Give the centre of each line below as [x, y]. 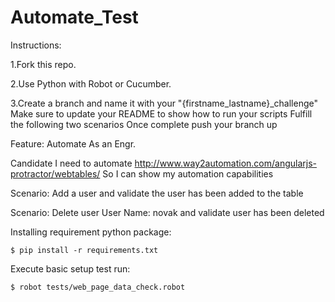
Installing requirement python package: [91, 232]
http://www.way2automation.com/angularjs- [225, 163]
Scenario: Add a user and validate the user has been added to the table [157, 193]
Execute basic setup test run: [70, 268]
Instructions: [36, 45]
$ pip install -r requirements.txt [84, 250]
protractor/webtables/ [55, 173]
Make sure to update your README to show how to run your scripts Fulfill [161, 113]
